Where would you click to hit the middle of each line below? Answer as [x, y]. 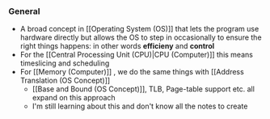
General [24, 11]
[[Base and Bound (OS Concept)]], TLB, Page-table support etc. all [143, 89]
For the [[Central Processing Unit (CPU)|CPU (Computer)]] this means [136, 55]
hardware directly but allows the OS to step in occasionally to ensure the [141, 37]
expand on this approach [74, 98]
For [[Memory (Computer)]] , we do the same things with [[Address [132, 72]
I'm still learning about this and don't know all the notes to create [140, 106]
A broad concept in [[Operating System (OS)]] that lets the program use [139, 29]
